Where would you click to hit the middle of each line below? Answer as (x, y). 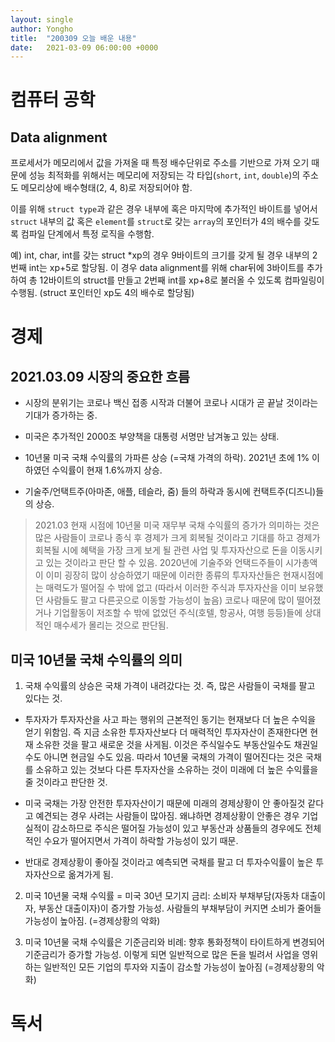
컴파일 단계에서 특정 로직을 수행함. (87, 234)
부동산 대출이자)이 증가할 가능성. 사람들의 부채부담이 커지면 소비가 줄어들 (180, 908)
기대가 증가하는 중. (61, 415)
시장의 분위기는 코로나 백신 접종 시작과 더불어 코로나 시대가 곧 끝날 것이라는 (171, 403)
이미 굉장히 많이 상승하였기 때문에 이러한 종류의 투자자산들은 (163, 575)
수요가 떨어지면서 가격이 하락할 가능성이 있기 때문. (141, 841)
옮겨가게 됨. (91, 875)
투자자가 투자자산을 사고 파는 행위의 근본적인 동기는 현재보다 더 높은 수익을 (170, 720)
